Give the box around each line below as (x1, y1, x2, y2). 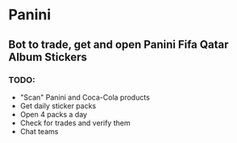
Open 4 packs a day (19, 109, 87, 119)
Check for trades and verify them (19, 118, 131, 128)
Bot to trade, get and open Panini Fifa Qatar (8, 38, 229, 51)
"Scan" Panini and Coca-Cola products (19, 92, 151, 102)
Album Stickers (8, 50, 87, 63)
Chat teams (19, 126, 59, 136)
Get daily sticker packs (19, 100, 97, 110)
